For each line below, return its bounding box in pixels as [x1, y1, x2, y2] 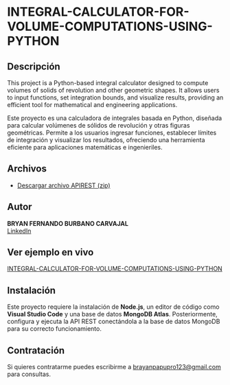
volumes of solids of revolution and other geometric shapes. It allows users [7, 86, 220, 94]
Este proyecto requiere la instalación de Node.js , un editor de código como [7, 303, 220, 311]
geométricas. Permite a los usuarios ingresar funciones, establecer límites [7, 128, 217, 137]
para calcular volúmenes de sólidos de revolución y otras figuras [7, 121, 190, 129]
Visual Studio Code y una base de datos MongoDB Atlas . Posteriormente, [7, 310, 218, 318]
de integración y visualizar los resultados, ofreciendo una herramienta [7, 136, 205, 144]
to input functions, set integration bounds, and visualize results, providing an [7, 93, 224, 102]
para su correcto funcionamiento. [7, 325, 102, 333]
